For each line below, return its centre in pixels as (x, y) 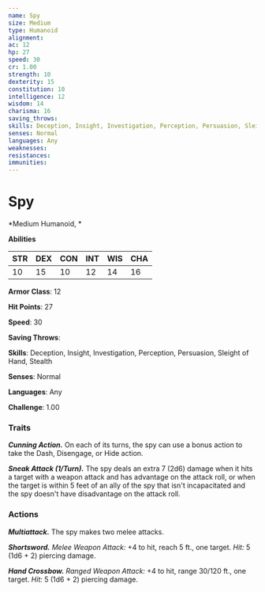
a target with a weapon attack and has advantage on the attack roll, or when (132, 477)
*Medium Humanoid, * (45, 224)
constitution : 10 (37, 89)
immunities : (28, 163)
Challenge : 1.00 (34, 408)
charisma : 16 (30, 112)
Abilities (22, 239)
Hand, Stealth (30, 362)
